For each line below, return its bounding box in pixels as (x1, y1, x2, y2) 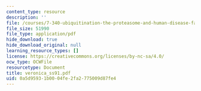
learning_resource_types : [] (6, 48, 79, 54)
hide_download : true (6, 37, 58, 43)
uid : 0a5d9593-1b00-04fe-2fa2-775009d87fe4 (6, 75, 117, 81)
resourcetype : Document (6, 64, 66, 71)
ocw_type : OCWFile (6, 59, 52, 65)
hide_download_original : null (6, 43, 82, 48)
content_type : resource (6, 8, 66, 15)
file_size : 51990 (6, 25, 50, 32)
